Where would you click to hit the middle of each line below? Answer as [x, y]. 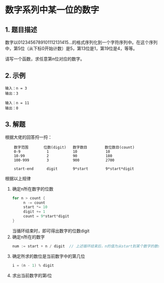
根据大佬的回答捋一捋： [29, 137]
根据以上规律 [18, 178]
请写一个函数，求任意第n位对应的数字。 [45, 59]
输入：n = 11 [17, 103]
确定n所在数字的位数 [33, 189]
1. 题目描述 [21, 30]
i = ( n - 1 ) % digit [33, 265]
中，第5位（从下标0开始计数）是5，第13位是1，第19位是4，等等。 [71, 48]
